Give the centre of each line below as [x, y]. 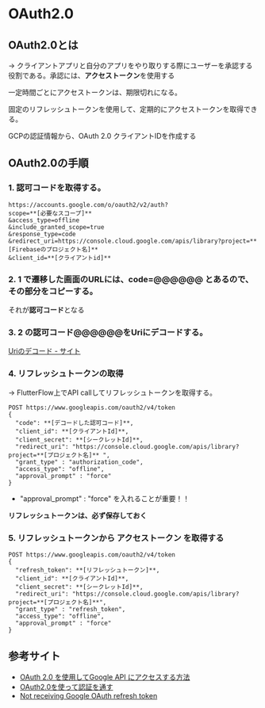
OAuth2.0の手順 [48, 163]
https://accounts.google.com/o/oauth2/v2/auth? [88, 205]
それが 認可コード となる [46, 309]
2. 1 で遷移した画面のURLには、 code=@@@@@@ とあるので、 [131, 279]
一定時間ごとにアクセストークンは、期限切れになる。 [95, 92]
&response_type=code [42, 234]
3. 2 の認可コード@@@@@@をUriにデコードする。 [108, 332]
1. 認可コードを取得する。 [57, 188]
